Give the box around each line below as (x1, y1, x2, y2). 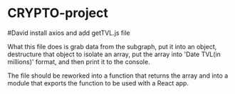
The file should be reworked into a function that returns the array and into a (7, 71, 229, 80)
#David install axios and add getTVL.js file (7, 28, 130, 37)
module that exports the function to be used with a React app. (7, 78, 189, 87)
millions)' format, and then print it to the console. (7, 57, 151, 66)
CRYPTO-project (7, 5, 108, 21)
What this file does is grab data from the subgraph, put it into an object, (7, 42, 217, 51)
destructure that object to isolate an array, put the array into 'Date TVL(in (7, 50, 221, 58)
